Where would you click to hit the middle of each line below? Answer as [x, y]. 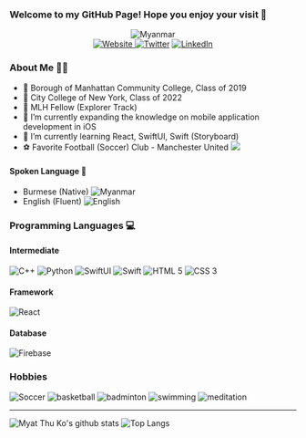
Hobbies [29, 377]
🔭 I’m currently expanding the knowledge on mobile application [141, 117]
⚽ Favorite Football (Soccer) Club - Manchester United [126, 147]
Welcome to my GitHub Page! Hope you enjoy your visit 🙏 [138, 15]
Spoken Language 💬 [48, 172]
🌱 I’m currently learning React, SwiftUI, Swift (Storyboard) [131, 136]
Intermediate [34, 251]
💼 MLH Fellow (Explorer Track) [80, 107]
